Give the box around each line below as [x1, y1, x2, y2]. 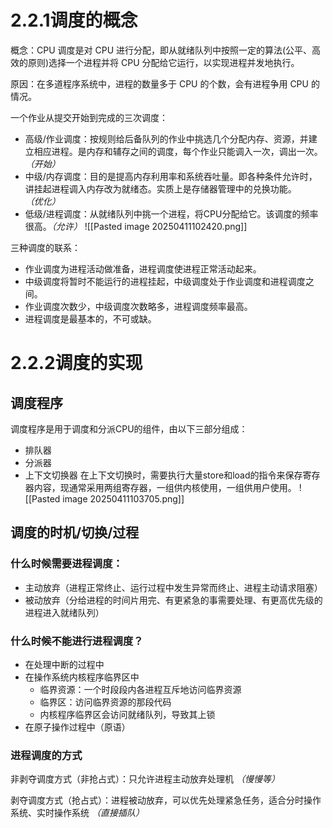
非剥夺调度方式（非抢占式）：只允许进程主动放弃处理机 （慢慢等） [10, 773, 280, 785]
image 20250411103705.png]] [62, 492, 185, 505]
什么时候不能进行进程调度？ [10, 634, 144, 648]
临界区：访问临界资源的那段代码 [39, 696, 172, 708]
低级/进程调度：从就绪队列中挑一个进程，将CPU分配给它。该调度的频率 [24, 207, 319, 220]
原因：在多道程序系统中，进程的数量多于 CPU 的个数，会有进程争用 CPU [10, 77, 309, 90]
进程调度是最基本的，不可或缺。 [24, 312, 157, 325]
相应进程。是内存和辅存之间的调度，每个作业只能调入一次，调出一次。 [33, 145, 323, 157]
